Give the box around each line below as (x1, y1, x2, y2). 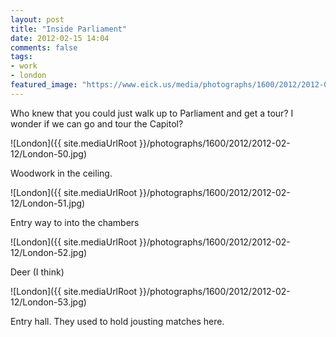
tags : (10, 52, 33, 62)
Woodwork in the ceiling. (10, 167, 113, 179)
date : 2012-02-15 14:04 (10, 33, 110, 43)
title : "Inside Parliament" (10, 24, 128, 34)
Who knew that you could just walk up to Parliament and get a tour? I (10, 107, 294, 119)
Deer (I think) (10, 266, 65, 278)
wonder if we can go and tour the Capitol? (10, 117, 184, 130)
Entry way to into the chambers (10, 216, 140, 228)
